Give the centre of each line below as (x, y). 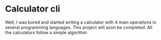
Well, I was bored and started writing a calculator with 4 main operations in (81, 22)
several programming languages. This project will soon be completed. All (79, 27)
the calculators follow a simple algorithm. (47, 32)
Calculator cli (33, 9)
